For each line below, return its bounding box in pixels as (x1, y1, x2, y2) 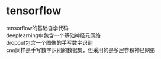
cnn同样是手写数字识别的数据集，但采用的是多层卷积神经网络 (6, 46, 156, 54)
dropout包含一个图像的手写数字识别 (6, 39, 93, 46)
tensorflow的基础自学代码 (6, 24, 69, 31)
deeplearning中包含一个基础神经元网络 (6, 31, 101, 39)
